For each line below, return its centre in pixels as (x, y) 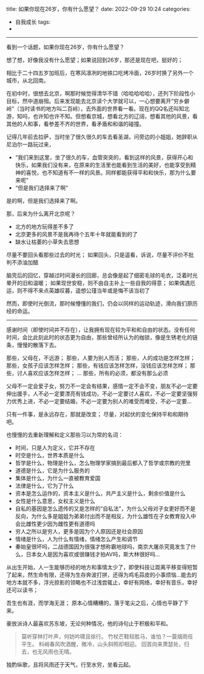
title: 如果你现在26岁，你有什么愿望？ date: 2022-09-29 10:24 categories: (99, 9)
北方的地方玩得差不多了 (44, 226)
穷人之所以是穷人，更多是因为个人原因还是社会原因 (79, 531)
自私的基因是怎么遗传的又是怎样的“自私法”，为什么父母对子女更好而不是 (105, 508)
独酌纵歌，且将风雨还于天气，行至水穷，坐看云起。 (70, 665)
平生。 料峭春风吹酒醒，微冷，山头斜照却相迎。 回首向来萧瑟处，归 (105, 644)
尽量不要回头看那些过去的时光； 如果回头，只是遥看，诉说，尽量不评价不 (97, 255)
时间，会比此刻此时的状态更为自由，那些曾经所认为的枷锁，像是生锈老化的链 (102, 337)
